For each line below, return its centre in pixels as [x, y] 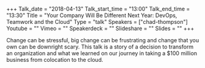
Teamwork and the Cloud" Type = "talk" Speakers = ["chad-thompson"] [97, 22]
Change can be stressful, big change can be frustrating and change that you [103, 40]
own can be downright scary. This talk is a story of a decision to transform [100, 47]
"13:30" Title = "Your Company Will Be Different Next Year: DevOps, [92, 15]
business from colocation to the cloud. [55, 60]
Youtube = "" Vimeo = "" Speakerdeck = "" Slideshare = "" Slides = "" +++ [100, 28]
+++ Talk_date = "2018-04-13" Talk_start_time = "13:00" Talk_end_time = [98, 9]
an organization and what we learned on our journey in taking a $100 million [102, 53]
